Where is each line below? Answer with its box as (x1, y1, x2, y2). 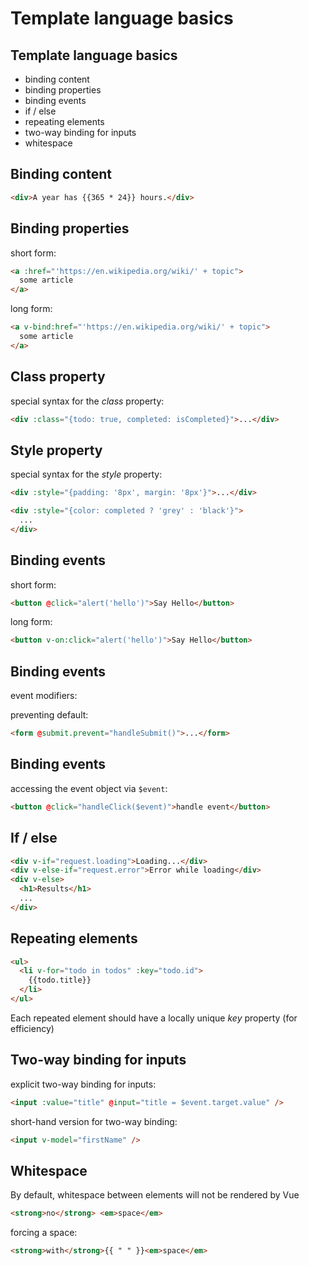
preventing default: (10, 709, 89, 721)
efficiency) (10, 1022, 55, 1034)
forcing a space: (10, 1227, 78, 1239)
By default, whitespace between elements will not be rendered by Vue (10, 1189, 300, 1201)
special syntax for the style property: (10, 468, 163, 481)
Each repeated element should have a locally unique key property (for (10, 1012, 298, 1024)
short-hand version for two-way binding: (10, 1115, 178, 1127)
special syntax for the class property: (10, 395, 165, 407)
